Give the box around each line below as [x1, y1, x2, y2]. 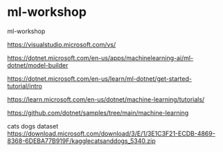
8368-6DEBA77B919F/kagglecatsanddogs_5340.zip [7, 136, 156, 145]
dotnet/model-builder [7, 61, 69, 69]
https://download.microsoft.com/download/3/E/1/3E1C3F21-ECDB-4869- [7, 129, 216, 137]
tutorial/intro [7, 82, 43, 90]
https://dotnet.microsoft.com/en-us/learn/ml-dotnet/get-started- [7, 74, 193, 83]
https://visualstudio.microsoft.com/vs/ [7, 40, 116, 48]
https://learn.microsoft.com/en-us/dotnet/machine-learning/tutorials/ [7, 95, 205, 104]
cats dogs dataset [7, 122, 59, 130]
